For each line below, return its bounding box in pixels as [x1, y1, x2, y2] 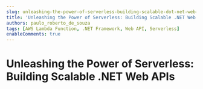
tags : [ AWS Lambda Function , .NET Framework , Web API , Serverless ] [6, 25, 180, 32]
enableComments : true [6, 31, 61, 37]
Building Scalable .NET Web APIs [6, 70, 175, 84]
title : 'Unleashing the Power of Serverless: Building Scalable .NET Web [6, 14, 196, 20]
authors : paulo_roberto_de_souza [6, 20, 91, 26]
